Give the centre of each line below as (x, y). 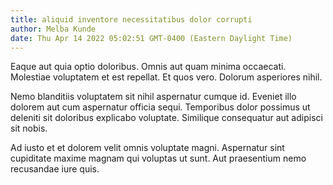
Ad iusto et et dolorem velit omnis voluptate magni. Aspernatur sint (147, 148)
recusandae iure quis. (55, 169)
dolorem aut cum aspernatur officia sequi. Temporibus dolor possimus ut (160, 107)
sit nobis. (29, 128)
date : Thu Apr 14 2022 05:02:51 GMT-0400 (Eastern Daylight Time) (151, 38)
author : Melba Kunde (53, 29)
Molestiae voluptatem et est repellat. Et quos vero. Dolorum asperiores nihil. (166, 77)
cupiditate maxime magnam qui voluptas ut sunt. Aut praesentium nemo (158, 158)
